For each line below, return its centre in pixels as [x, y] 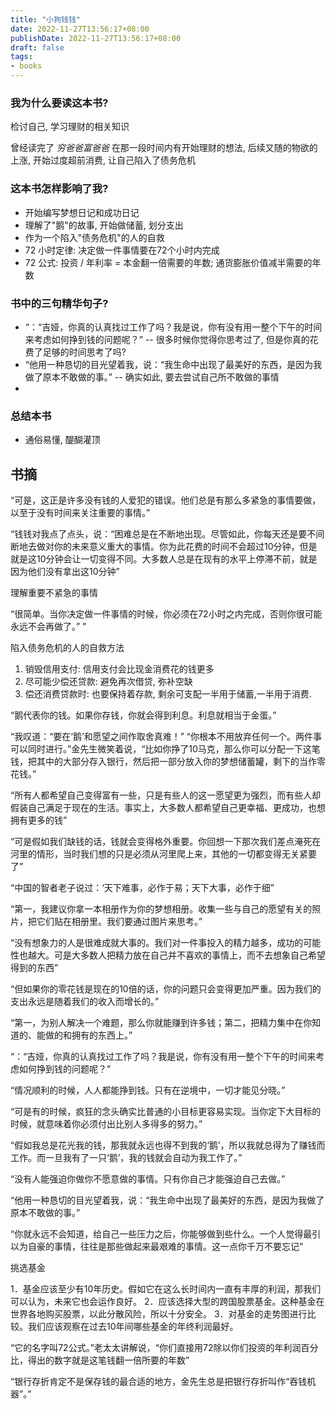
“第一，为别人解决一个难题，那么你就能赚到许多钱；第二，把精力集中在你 [161, 1022]
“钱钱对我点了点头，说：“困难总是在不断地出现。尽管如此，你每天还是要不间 [167, 534]
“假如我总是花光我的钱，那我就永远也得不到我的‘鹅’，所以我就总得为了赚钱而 [168, 1145]
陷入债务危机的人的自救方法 [67, 647]
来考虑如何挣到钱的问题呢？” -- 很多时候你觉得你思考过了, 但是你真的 [167, 339]
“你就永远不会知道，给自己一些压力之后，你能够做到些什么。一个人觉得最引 [166, 1234]
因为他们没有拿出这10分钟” [65, 571]
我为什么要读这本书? [59, 103]
